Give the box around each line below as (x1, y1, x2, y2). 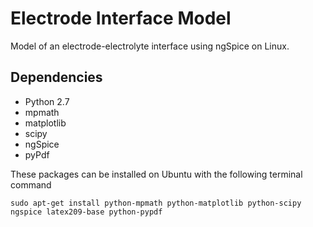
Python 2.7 (24, 95, 70, 107)
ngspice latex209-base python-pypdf (10, 207, 163, 217)
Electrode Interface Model (10, 7, 232, 30)
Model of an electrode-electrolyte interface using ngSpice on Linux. (10, 40, 290, 52)
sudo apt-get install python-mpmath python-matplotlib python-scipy (10, 198, 302, 208)
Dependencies (10, 69, 103, 86)
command (10, 178, 52, 191)
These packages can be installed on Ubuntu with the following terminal (10, 168, 303, 180)
